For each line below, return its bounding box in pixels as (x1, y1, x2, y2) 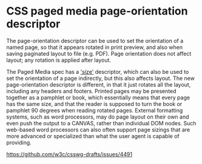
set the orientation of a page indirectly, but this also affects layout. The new (6, 74, 195, 82)
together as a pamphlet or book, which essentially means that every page (6, 94, 190, 101)
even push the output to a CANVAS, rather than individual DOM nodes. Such (6, 119, 197, 126)
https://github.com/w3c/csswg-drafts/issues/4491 (6, 150, 132, 158)
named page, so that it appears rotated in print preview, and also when (6, 44, 183, 51)
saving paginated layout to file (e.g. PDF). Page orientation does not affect (6, 50, 192, 57)
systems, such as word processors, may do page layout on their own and (6, 113, 189, 120)
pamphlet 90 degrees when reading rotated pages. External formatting (6, 107, 183, 114)
